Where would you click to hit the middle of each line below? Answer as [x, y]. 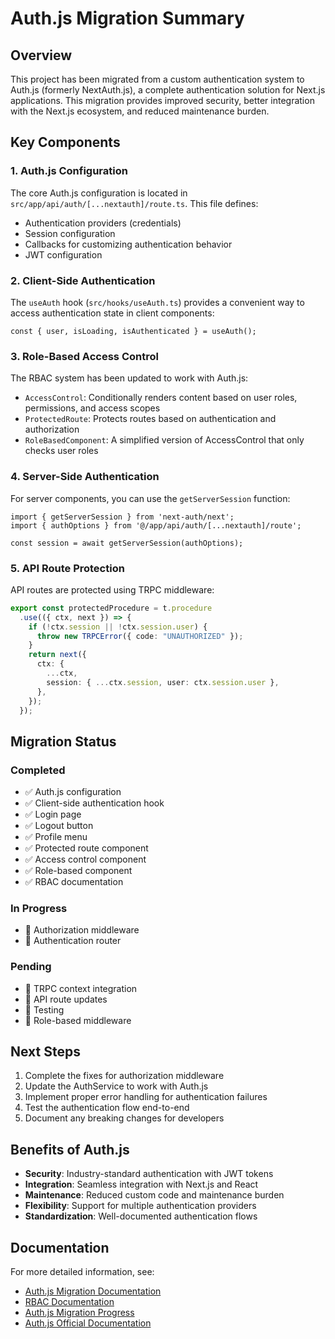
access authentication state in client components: [112, 313]
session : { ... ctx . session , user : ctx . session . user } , [163, 682]
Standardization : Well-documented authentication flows [141, 1216]
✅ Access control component [85, 859]
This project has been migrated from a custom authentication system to [157, 79]
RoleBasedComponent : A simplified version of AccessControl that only [164, 440]
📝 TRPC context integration [81, 988]
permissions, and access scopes [92, 408]
